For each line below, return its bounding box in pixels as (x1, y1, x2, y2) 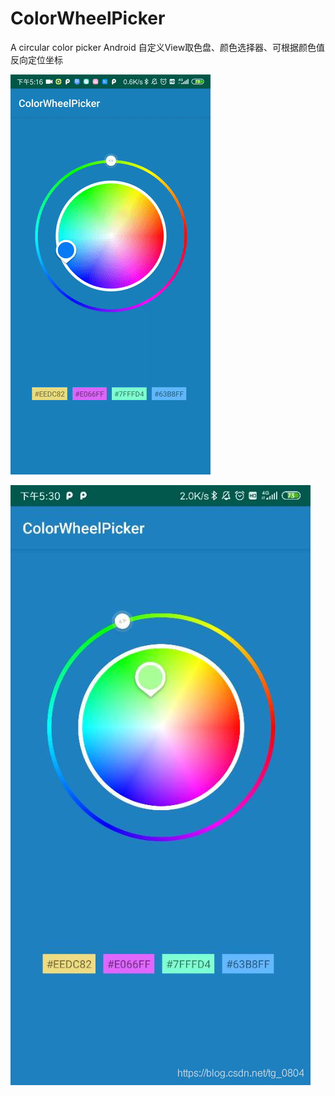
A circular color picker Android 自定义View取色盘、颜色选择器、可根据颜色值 (10, 41, 326, 53)
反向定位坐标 (10, 53, 63, 66)
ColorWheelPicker (10, 7, 166, 30)
